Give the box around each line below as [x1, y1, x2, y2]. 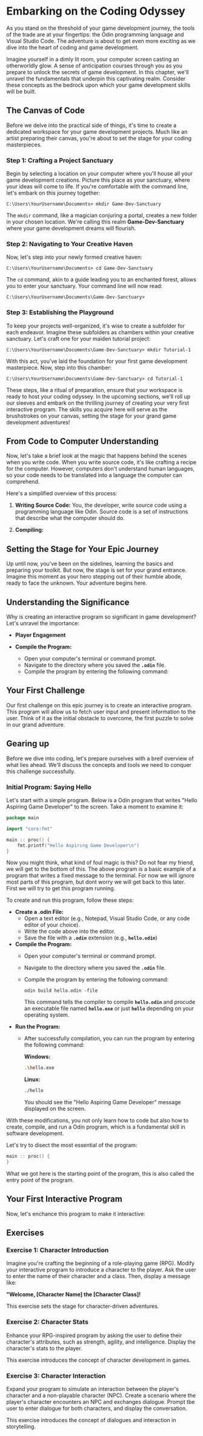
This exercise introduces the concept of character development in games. [6, 1356, 191, 1364]
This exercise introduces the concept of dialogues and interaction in [6, 1416, 176, 1423]
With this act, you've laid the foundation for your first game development [6, 357, 188, 365]
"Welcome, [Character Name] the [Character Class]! [6, 1291, 141, 1298]
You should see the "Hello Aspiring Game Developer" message [24, 1099, 181, 1106]
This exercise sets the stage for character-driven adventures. [6, 1302, 159, 1310]
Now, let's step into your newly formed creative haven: [6, 253, 142, 261]
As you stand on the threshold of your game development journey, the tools [6, 24, 195, 32]
